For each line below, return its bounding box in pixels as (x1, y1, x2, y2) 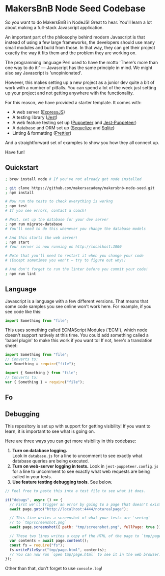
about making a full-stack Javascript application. (5, 24, 104, 30)
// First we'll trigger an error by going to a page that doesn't (9, 502, 148, 507)
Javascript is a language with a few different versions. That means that (5, 298, 148, 304)
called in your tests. (12, 473, 53, 479)
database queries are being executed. (12, 458, 89, 464)
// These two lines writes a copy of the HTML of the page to (9, 534, 139, 538)
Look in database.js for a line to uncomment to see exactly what (12, 453, 142, 459)
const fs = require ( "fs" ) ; (9, 542, 65, 548)
